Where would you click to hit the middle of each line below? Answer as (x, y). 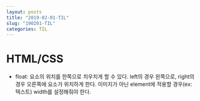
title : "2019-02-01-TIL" (38, 18)
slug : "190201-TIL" (31, 23)
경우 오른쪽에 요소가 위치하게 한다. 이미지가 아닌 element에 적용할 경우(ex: (104, 84)
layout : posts (24, 12)
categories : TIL (27, 29)
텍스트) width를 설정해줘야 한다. (53, 92)
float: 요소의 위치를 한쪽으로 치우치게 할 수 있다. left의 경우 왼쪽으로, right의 (105, 77)
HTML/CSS (35, 59)
